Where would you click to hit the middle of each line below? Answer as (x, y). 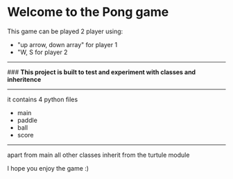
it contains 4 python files (43, 99)
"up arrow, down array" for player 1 (67, 44)
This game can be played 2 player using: (65, 31)
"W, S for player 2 (42, 52)
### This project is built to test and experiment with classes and (102, 72)
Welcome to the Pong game (88, 12)
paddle (27, 120)
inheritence (24, 79)
